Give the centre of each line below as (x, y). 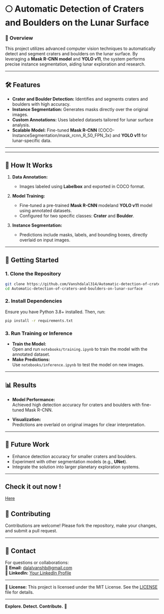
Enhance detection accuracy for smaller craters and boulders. (74, 456)
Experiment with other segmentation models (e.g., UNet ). (70, 461)
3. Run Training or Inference (39, 333)
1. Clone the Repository (33, 274)
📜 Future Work (27, 444)
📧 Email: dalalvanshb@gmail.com (39, 568)
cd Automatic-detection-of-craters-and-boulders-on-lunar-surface (74, 289)
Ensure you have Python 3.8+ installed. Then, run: (55, 312)
